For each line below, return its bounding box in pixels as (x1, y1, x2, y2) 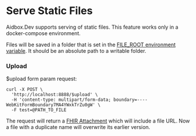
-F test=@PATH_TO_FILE (11, 107, 67, 113)
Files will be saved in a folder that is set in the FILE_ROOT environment (6, 41, 176, 48)
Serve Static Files (6, 4, 93, 18)
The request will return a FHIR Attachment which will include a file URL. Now (6, 117, 190, 124)
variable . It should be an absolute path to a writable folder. (6, 47, 146, 54)
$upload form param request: (6, 75, 77, 83)
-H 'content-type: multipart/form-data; (11, 97, 111, 103)
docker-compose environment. (6, 29, 81, 36)
